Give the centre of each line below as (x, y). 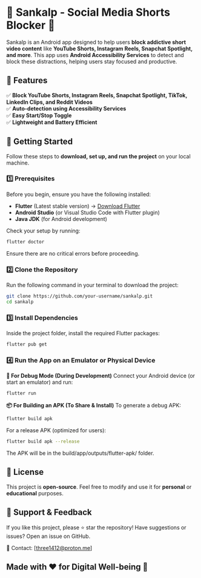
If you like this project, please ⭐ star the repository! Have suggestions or (96, 527)
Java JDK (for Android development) (61, 219)
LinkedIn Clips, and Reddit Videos (49, 102)
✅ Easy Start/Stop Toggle (39, 115)
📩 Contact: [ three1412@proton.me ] (49, 548)
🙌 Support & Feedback (49, 512)
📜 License (25, 472)
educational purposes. (35, 493)
